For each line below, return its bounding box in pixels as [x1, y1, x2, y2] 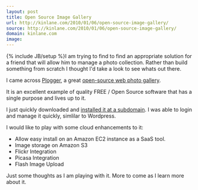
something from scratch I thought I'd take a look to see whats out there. [6, 65, 181, 72]
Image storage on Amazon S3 [14, 142, 88, 148]
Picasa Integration [14, 154, 59, 161]
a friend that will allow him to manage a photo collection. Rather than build [6, 59, 188, 66]
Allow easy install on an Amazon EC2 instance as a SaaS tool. [14, 135, 166, 142]
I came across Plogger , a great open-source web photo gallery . [6, 77, 161, 84]
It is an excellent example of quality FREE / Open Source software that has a [6, 88, 192, 95]
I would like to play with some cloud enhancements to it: [6, 124, 144, 131]
